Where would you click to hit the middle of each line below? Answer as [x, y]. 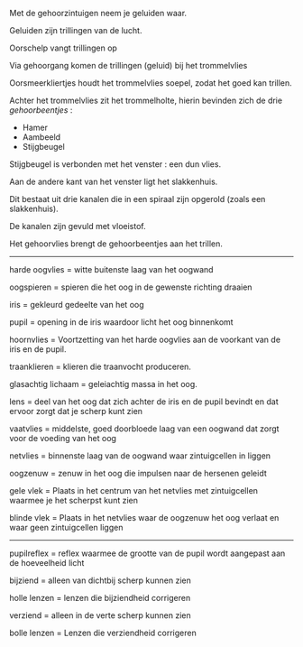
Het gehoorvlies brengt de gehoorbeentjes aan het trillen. [116, 244]
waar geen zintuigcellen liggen [66, 527]
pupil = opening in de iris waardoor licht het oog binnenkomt [121, 322]
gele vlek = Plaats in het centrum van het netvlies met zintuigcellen [134, 490]
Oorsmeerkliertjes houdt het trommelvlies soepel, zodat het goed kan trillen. [151, 83]
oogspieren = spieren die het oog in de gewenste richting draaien [131, 287]
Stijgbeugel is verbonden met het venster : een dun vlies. [115, 164]
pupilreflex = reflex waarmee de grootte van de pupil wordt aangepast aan [147, 553]
